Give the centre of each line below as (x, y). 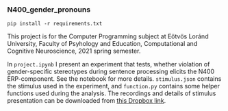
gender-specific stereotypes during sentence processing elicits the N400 (111, 72)
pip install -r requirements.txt (55, 24)
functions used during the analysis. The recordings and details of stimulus (112, 93)
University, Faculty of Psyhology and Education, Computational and (102, 44)
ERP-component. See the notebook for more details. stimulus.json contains (114, 79)
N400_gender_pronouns (49, 10)
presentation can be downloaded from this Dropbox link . (87, 101)
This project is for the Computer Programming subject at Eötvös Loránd (108, 36)
